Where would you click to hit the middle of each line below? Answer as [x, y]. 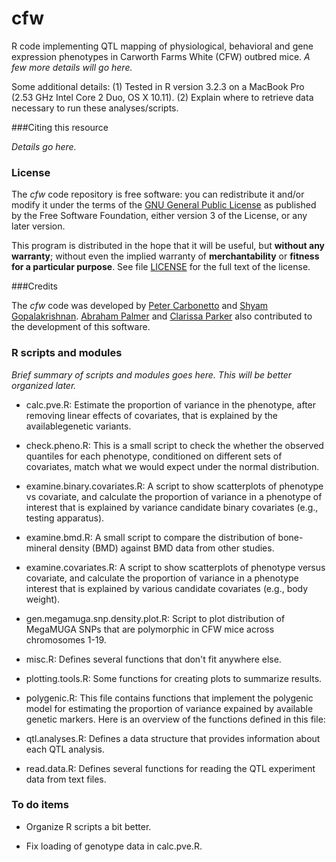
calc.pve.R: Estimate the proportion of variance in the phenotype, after [171, 404]
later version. [38, 226]
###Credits [34, 286]
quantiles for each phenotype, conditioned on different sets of [154, 456]
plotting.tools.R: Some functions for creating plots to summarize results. [174, 678]
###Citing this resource [60, 127]
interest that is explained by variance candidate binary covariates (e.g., [172, 507]
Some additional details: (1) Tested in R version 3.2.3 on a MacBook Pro [158, 86]
